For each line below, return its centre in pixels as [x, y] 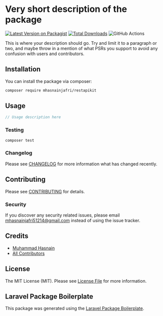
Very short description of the [66, 9]
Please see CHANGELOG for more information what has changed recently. [81, 164]
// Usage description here [33, 117]
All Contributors [28, 253]
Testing [14, 130]
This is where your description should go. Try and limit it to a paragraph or [81, 43]
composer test [20, 140]
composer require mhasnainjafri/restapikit [51, 90]
